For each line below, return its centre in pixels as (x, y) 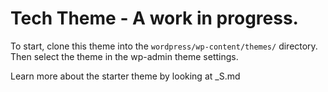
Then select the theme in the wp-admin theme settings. (124, 56)
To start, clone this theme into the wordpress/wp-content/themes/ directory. (164, 46)
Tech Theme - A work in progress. (154, 18)
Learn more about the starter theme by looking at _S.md (125, 76)
